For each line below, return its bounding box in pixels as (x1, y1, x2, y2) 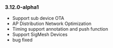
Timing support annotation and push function (12, 26, 108, 32)
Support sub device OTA (12, 15, 65, 21)
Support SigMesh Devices (12, 32, 68, 38)
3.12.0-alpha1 (5, 4, 39, 11)
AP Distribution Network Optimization (12, 20, 92, 27)
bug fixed (12, 37, 33, 43)
